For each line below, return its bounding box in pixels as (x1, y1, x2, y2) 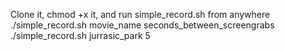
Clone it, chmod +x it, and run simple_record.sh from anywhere (10, 9, 271, 20)
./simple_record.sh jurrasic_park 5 (10, 30, 151, 41)
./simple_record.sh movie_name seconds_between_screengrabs (10, 19, 275, 31)
